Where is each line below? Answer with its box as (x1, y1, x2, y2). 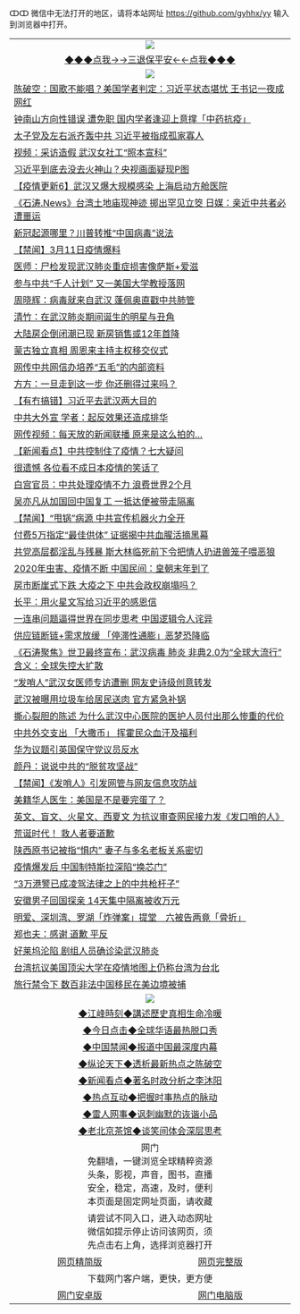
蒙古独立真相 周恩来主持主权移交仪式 (13, 344, 169, 356)
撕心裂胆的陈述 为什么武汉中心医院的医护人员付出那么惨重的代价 (13, 710, 285, 722)
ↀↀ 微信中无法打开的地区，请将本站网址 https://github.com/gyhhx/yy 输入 (9, 8, 290, 18)
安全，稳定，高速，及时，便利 (87, 1182, 212, 1194)
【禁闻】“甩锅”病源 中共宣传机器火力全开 (13, 513, 186, 524)
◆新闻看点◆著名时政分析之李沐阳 (78, 1074, 222, 1087)
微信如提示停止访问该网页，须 (87, 1225, 212, 1237)
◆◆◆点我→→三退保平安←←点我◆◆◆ (64, 54, 236, 65)
